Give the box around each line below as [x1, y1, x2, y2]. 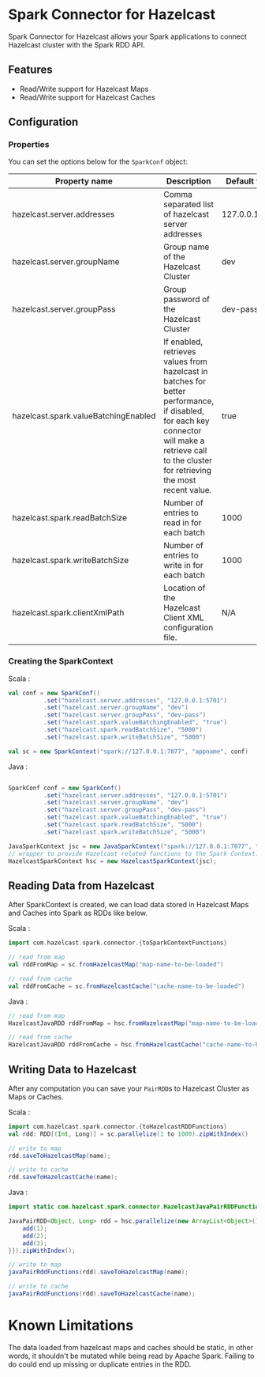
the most [162, 475, 196, 486]
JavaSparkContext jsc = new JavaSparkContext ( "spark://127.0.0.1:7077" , [8, 842, 252, 850]
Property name [54, 176, 113, 187]
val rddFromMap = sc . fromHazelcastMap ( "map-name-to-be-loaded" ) [8, 961, 224, 969]
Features [8, 63, 53, 77]
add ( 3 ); [22, 1239, 47, 1247]
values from [162, 356, 207, 367]
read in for [162, 517, 202, 528]
